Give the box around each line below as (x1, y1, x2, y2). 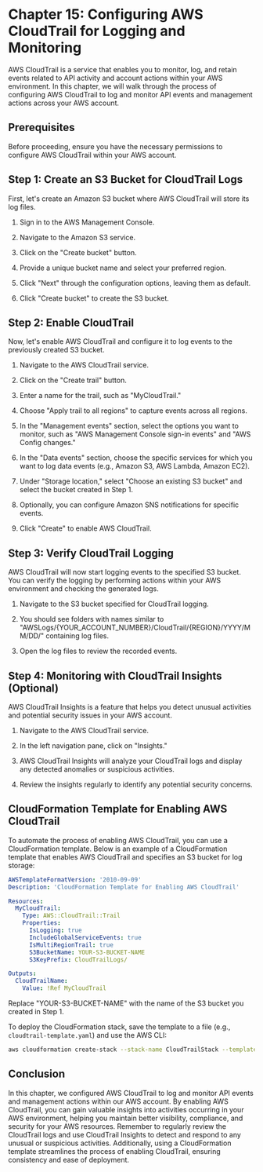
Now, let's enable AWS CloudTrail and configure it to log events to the (8, 337, 232, 346)
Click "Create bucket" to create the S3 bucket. (19, 293, 170, 303)
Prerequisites (8, 121, 75, 134)
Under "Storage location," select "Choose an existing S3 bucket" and (19, 476, 243, 486)
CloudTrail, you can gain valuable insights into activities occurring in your (8, 1104, 244, 1114)
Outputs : (8, 969, 37, 978)
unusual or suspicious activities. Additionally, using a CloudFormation (8, 1138, 232, 1148)
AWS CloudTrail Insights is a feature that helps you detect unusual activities (8, 703, 252, 711)
